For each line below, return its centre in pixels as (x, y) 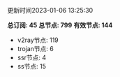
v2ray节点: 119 (38, 40)
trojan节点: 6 (35, 49)
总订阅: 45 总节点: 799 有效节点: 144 (60, 25)
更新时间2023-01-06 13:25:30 (50, 10)
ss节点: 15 (32, 66)
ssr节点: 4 (32, 57)
